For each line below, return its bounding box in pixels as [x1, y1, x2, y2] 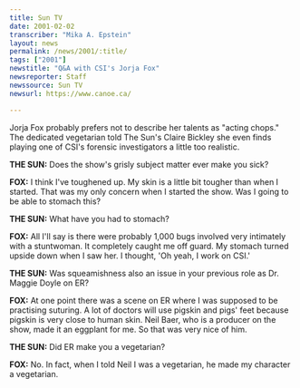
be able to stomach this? [9, 196, 102, 207]
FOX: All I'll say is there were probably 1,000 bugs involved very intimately [9, 230, 286, 241]
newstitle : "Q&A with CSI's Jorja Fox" [9, 64, 160, 73]
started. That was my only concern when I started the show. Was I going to [9, 186, 289, 197]
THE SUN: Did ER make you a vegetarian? [9, 341, 166, 352]
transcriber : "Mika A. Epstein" [9, 30, 131, 39]
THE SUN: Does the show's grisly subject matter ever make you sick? [9, 159, 269, 170]
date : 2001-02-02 [9, 22, 75, 31]
